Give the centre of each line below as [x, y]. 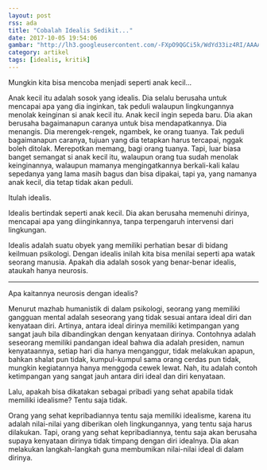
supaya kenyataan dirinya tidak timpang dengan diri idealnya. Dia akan [124, 441]
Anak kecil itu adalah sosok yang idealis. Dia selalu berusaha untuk [118, 98]
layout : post [30, 15]
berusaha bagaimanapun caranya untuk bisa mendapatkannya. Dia [118, 123]
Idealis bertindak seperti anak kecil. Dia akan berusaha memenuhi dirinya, [129, 213]
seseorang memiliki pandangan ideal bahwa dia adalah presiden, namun [126, 342]
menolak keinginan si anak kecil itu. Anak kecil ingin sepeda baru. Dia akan [130, 114]
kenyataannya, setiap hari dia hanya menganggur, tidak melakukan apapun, [132, 351]
